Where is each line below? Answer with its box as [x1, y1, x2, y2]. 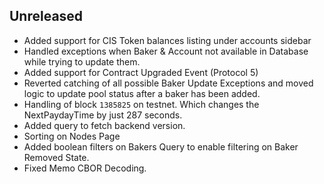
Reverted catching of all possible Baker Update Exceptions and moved [23, 77, 314, 89]
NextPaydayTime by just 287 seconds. [23, 109, 183, 121]
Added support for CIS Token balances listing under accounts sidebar [23, 34, 312, 46]
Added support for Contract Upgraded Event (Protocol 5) [23, 66, 259, 78]
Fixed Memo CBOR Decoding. [23, 162, 147, 174]
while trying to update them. [23, 55, 141, 68]
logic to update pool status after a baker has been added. [23, 87, 261, 99]
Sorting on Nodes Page [23, 130, 121, 142]
